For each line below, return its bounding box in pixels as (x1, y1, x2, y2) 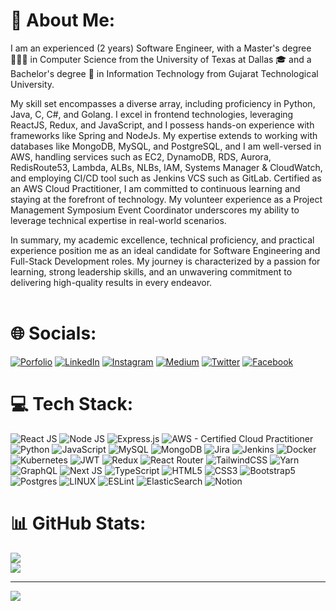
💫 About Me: (10, 9, 116, 32)
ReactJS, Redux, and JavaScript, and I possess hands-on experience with (10, 119, 315, 131)
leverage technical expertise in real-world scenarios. (10, 214, 227, 226)
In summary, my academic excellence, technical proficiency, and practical (10, 234, 315, 246)
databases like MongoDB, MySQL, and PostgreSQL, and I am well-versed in (10, 140, 322, 152)
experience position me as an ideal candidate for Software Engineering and (10, 244, 321, 256)
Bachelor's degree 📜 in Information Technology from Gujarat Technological (10, 67, 319, 79)
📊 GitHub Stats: (10, 512, 147, 534)
